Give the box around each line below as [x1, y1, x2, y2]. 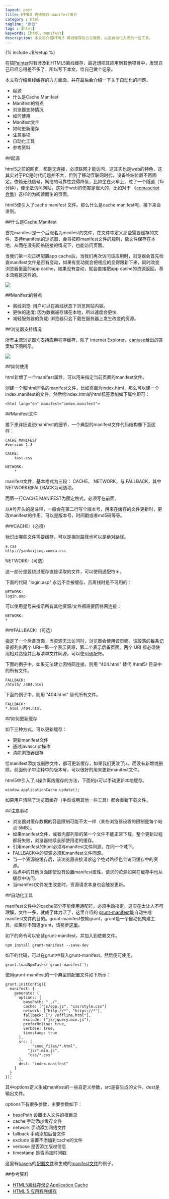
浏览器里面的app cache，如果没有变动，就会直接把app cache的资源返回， [5, 266, 159, 272]
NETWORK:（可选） [5, 557, 47, 563]
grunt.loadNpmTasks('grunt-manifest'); [5, 962, 89, 967]
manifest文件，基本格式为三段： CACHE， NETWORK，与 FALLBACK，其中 [5, 478, 162, 484]
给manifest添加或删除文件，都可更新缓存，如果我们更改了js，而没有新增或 [5, 760, 159, 766]
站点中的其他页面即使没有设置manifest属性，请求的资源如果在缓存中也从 [12, 869, 163, 875]
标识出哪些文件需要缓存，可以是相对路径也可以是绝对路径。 [5, 534, 129, 540]
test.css [14, 455, 33, 460]
